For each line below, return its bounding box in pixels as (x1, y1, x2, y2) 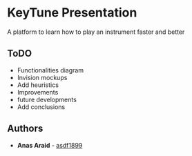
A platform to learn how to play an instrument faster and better (7, 28, 185, 36)
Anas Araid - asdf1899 (17, 141, 83, 149)
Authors (7, 123, 44, 135)
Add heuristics (17, 81, 59, 89)
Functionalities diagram (17, 66, 84, 74)
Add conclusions (17, 102, 66, 111)
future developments (17, 95, 77, 104)
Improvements (17, 88, 59, 96)
